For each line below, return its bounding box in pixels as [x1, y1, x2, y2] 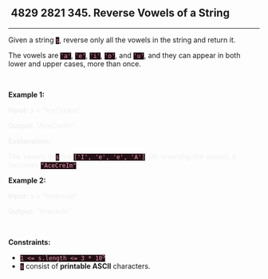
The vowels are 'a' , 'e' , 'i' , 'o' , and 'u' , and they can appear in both [8, 50, 241, 60]
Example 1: [8, 89, 45, 99]
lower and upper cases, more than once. [8, 59, 142, 69]
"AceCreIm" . [40, 159, 79, 170]
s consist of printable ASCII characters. [19, 261, 151, 270]
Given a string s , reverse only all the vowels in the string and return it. [8, 35, 236, 45]
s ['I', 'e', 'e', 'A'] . [55, 151, 148, 161]
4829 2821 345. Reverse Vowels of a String [10, 6, 230, 20]
